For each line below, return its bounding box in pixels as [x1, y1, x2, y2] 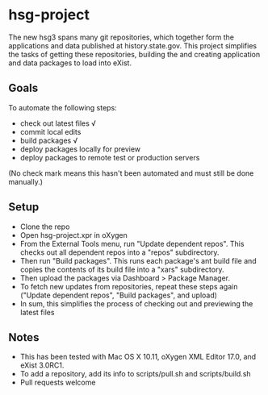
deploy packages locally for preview [19, 143, 141, 154]
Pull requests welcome [19, 377, 96, 388]
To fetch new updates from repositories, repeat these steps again [19, 281, 238, 291]
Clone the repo [19, 222, 70, 231]
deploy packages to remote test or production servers [19, 152, 200, 162]
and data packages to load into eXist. [8, 58, 132, 68]
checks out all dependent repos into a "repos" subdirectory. [19, 247, 220, 257]
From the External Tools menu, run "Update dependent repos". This [19, 239, 245, 248]
